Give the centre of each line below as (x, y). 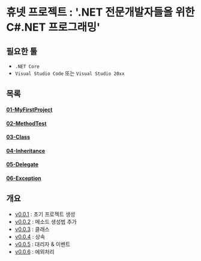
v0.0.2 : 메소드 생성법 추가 (46, 221)
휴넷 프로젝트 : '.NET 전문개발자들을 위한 (100, 12)
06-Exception (24, 178)
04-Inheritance (26, 151)
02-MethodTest (26, 123)
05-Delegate (22, 164)
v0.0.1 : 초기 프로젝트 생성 (45, 214)
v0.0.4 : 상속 (30, 236)
